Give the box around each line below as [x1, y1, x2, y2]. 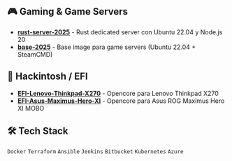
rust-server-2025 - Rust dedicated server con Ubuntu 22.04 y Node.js [17, 27, 223, 36]
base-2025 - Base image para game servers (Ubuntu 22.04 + [17, 43, 196, 51]
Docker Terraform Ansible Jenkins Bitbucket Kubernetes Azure [7, 148, 184, 155]
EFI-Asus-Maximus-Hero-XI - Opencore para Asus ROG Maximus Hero [17, 97, 225, 105]
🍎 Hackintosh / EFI [7, 71, 89, 83]
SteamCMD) [17, 50, 53, 58]
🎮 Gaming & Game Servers [7, 6, 128, 17]
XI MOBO [17, 104, 45, 112]
